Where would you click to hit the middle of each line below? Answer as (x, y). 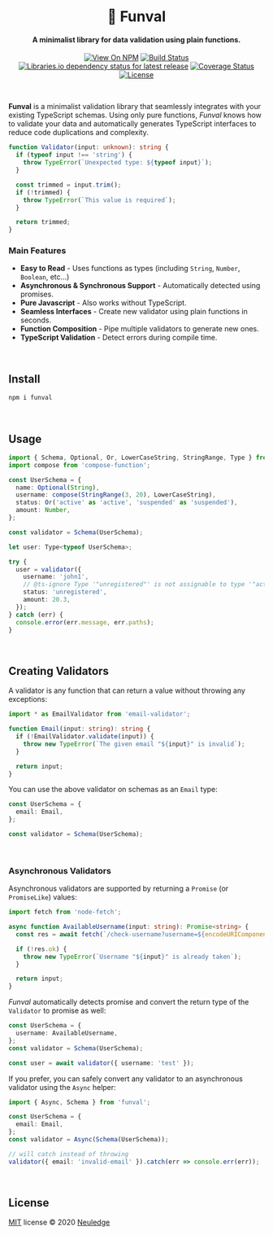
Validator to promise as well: (57, 1011)
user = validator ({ (49, 569)
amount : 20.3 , (47, 600)
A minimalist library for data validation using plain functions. (136, 39)
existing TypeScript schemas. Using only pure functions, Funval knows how (135, 115)
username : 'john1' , (56, 577)
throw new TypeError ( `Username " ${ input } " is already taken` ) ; (132, 957)
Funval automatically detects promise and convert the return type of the (129, 1002)
